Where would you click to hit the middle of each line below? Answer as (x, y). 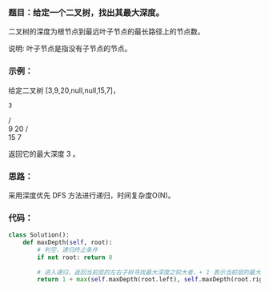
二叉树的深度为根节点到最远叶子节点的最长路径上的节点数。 (106, 32)
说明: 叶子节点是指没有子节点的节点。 (70, 49)
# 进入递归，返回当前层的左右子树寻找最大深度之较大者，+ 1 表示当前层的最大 (149, 272)
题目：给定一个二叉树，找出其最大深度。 (86, 12)
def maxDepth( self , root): (68, 243)
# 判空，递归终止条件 (68, 249)
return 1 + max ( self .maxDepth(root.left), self (118, 280)
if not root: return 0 (75, 257)
